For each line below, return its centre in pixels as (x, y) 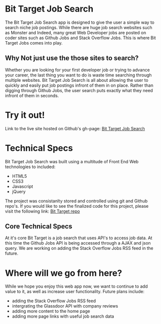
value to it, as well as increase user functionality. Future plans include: (75, 292)
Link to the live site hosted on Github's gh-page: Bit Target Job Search (75, 128)
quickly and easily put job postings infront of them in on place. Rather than (79, 85)
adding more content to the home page (51, 311)
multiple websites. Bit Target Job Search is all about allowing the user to (77, 80)
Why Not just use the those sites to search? (72, 58)
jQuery (19, 191)
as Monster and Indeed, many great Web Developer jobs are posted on (76, 32)
